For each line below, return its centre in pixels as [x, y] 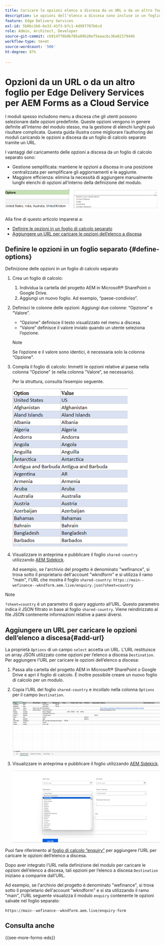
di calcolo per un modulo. [38, 680]
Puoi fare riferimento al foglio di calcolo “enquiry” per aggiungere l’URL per [81, 851]
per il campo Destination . [38, 695]
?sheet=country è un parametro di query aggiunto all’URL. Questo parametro [82, 604]
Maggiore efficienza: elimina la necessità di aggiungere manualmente [82, 178]
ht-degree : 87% [21, 52]
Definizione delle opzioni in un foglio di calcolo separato [62, 269]
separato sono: [20, 157]
